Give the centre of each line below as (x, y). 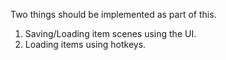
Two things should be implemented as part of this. (113, 14)
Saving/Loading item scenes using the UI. (110, 33)
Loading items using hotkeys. (85, 44)
